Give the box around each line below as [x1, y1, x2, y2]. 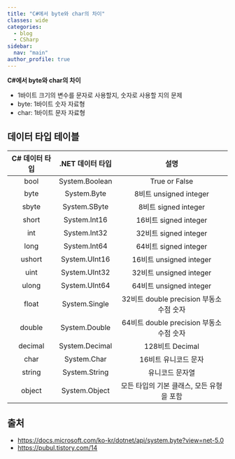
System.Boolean [58, 176, 113, 186]
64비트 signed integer [136, 241, 208, 251]
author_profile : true [7, 56, 71, 63]
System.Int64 [63, 241, 108, 251]
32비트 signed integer [136, 228, 208, 238]
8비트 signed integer [138, 202, 205, 212]
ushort [20, 254, 43, 263]
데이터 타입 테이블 [7, 131, 80, 143]
